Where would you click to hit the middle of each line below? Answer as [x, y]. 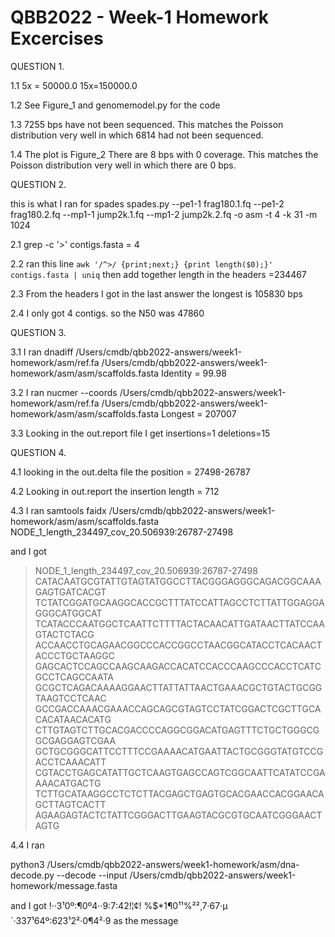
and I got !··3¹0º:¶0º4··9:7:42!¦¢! [76, 905]
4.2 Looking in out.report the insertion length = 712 [115, 491]
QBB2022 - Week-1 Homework [140, 17]
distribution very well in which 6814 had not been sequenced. [137, 135]
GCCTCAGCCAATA [74, 677]
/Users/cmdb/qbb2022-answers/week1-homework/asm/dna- [173, 864]
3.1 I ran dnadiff [42, 352]
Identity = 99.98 [194, 373]
